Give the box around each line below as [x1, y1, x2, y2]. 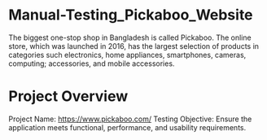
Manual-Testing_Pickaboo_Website [8, 6, 254, 24]
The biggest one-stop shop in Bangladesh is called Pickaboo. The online [8, 33, 252, 42]
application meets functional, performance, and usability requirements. [8, 122, 247, 132]
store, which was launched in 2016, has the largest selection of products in [8, 41, 259, 50]
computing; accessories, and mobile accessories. [8, 59, 175, 68]
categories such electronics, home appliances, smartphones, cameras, [8, 50, 247, 59]
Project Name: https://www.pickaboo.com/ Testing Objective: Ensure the [8, 114, 252, 124]
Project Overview [8, 87, 129, 106]
